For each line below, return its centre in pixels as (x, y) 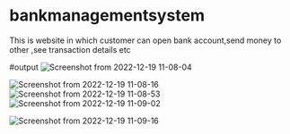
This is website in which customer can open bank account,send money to (145, 40)
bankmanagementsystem (107, 16)
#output (24, 67)
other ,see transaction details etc (70, 49)
